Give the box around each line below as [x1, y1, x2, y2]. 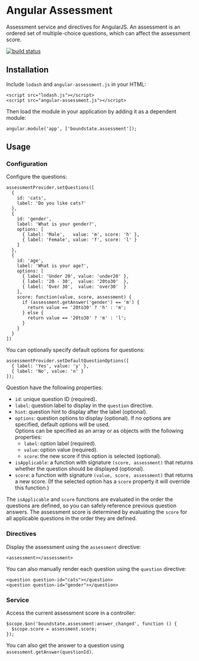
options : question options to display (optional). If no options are [14, 415, 171, 422]
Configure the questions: [6, 173, 67, 181]
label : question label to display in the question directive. [14, 402, 154, 409]
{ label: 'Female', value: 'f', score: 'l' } [21, 237, 137, 243]
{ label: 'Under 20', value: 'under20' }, [21, 274, 129, 280]
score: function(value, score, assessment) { [17, 294, 132, 300]
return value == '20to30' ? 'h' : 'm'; [27, 305, 127, 311]
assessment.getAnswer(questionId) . [6, 648, 94, 656]
